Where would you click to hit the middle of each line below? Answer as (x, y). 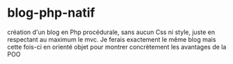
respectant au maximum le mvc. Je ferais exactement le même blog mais (112, 39)
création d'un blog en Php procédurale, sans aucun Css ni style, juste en (111, 32)
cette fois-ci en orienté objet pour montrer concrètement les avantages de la (117, 47)
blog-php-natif (51, 13)
